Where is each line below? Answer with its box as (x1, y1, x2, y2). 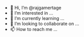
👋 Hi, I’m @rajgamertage (10, 5, 62, 10)
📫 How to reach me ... (10, 26, 58, 32)
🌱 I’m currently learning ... (10, 15, 65, 21)
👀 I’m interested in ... (10, 10, 53, 16)
